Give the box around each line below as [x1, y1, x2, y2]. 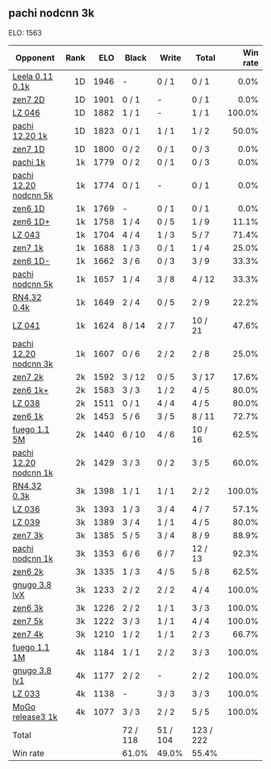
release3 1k [12, 711, 58, 722]
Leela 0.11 [12, 70, 54, 81]
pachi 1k [12, 157, 46, 168]
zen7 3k [12, 529, 44, 541]
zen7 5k [12, 615, 44, 626]
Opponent [15, 52, 55, 63]
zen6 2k [12, 566, 44, 577]
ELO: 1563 [8, 27, 42, 37]
